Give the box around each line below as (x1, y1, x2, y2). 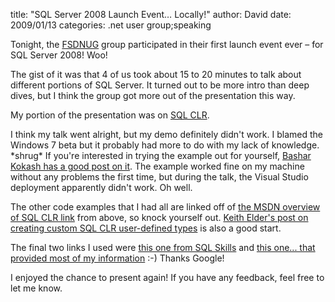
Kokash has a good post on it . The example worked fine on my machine (10, 160, 305, 172)
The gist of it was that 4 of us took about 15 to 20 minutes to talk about (10, 69, 302, 80)
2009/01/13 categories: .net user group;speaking (10, 19, 212, 31)
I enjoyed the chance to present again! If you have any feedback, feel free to (10, 272, 325, 283)
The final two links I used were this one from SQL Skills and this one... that (10, 242, 316, 253)
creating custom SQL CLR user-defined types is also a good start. (10, 222, 282, 234)
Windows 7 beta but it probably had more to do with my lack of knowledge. (10, 139, 320, 151)
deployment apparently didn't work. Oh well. (10, 182, 193, 193)
